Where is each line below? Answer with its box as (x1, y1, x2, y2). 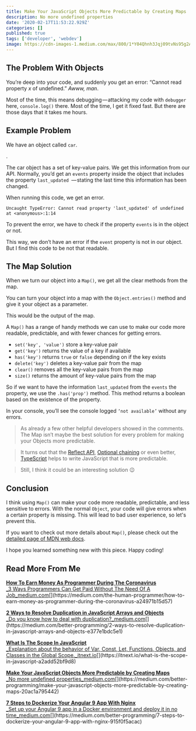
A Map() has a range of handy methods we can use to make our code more (6, 324, 185, 331)
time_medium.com (6, 712, 51, 719)
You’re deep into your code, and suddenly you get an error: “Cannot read (6, 79, 182, 86)
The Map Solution (6, 261, 72, 271)
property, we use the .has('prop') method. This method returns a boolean (6, 390, 185, 397)
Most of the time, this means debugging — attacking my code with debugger (6, 96, 187, 103)
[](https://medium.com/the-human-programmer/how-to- (48, 591, 185, 599)
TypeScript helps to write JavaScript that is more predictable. (20, 455, 168, 462)
